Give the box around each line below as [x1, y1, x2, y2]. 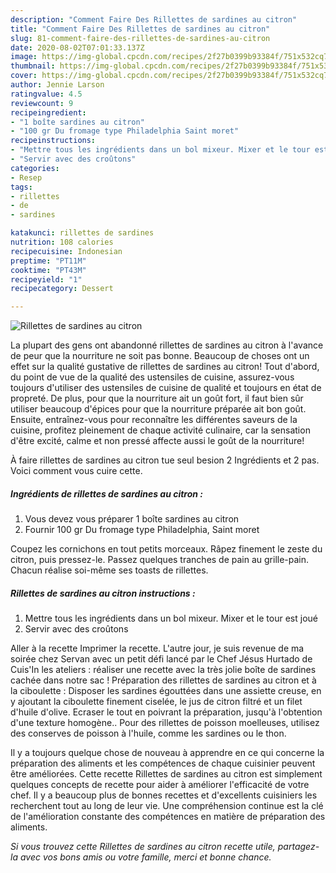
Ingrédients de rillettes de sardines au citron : [10, 487, 204, 500]
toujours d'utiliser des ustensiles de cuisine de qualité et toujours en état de [10, 382, 322, 394]
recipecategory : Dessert [10, 284, 114, 294]
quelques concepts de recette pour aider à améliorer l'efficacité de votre [10, 779, 310, 791]
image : [10, 52, 38, 62]
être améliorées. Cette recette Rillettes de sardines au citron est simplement [10, 768, 323, 780]
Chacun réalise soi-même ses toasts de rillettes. [10, 564, 209, 576]
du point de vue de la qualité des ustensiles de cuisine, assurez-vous [10, 371, 295, 383]
